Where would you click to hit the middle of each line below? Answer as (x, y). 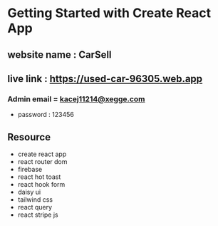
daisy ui (29, 192)
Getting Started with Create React (109, 13)
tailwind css (35, 200)
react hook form (41, 185)
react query (35, 207)
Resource (29, 137)
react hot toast (39, 177)
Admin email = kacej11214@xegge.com (76, 99)
